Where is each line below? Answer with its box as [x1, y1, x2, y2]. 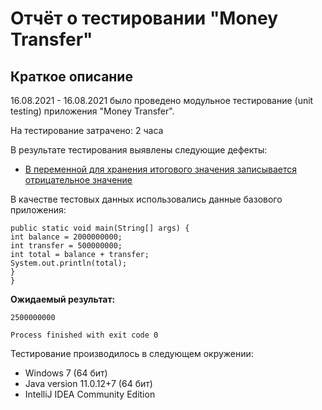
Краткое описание [10, 68, 133, 85]
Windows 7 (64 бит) [24, 367, 108, 379]
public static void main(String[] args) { [10, 223, 190, 233]
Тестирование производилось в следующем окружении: [10, 348, 254, 359]
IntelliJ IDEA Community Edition [24, 388, 156, 400]
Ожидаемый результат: [10, 293, 116, 305]
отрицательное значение [24, 174, 133, 186]
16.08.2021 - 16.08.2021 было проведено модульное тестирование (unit [10, 95, 314, 106]
